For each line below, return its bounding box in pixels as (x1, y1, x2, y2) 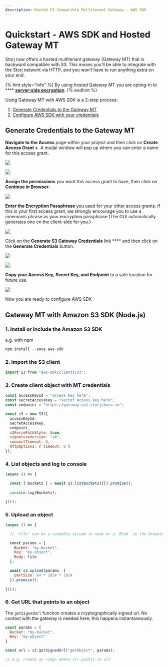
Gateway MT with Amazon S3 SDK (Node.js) (5, 311, 146, 319)
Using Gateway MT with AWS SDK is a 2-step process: (5, 97, 118, 103)
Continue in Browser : (5, 184, 50, 190)
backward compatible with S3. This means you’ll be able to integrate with (5, 61, 156, 68)
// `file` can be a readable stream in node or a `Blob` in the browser (9, 531, 164, 536)
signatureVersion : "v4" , (9, 435, 61, 440)
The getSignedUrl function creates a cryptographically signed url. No (5, 610, 147, 616)
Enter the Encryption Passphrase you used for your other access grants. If (5, 203, 160, 209)
